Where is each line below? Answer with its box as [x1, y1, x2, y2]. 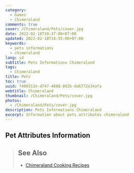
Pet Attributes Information [5, 131, 91, 140]
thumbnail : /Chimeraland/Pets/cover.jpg [5, 93, 93, 98]
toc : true [5, 79, 27, 84]
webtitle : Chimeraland [5, 88, 54, 94]
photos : [5, 98, 22, 103]
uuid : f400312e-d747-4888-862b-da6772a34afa [5, 83, 102, 89]
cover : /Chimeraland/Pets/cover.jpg [5, 27, 83, 32]
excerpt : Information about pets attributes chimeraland [5, 112, 129, 118]
